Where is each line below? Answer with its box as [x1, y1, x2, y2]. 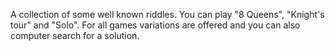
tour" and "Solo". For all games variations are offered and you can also [10, 19, 301, 31]
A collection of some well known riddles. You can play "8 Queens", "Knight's [10, 9, 325, 20]
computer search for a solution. [10, 30, 140, 41]
